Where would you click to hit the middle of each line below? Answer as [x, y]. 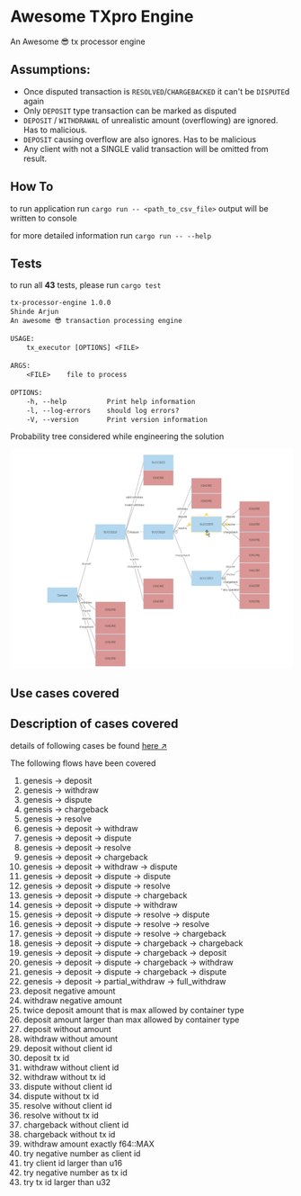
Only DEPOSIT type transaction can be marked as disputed [130, 111]
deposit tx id [46, 1057]
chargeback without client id [76, 1124]
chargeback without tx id [69, 1134]
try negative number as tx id [75, 1173]
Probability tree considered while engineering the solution [117, 436]
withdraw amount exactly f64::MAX [89, 1144]
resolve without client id [67, 1105]
